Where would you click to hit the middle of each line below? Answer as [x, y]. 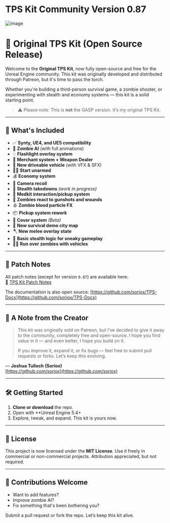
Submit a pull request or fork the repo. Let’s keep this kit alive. [70, 515]
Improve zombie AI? [33, 500]
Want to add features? [36, 495]
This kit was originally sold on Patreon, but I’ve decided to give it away [91, 330]
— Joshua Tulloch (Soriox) [34, 366]
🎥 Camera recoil [30, 183]
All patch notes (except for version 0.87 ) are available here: [67, 277]
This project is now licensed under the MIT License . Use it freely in [75, 451]
